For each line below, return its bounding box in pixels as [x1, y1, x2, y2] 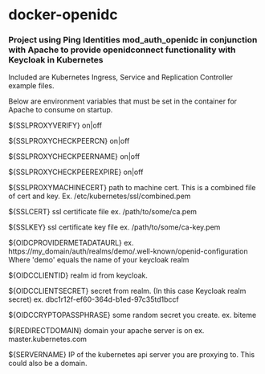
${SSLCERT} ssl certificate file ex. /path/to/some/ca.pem [8, 207, 198, 217]
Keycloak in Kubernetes [8, 55, 104, 66]
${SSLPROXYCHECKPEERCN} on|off [8, 136, 130, 146]
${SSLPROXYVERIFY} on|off [8, 120, 103, 130]
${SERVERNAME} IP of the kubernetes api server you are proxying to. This [8, 350, 255, 360]
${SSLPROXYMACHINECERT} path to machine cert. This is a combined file [8, 183, 256, 193]
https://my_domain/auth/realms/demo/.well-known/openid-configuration [8, 246, 248, 256]
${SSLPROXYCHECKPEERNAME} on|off [8, 152, 141, 161]
